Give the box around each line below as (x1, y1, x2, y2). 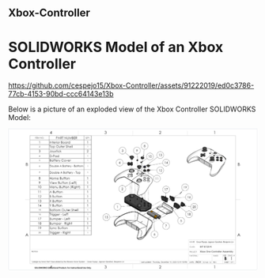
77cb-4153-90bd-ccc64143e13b (8, 89, 114, 99)
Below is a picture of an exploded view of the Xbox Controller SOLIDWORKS (8, 104, 256, 114)
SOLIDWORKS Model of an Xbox (8, 38, 224, 56)
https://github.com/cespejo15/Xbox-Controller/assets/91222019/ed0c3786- (8, 81, 255, 90)
